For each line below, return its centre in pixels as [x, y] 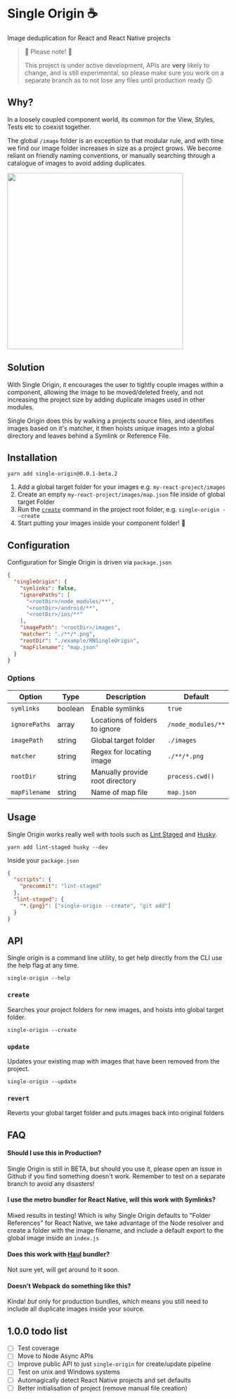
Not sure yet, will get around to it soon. [63, 1270]
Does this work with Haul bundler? [59, 1254]
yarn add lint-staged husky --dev [58, 847]
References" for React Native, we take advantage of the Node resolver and [116, 1223]
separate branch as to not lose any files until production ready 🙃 [118, 80]
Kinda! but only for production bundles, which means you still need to [108, 1302]
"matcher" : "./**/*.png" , [58, 634]
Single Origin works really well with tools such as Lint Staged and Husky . [112, 834]
